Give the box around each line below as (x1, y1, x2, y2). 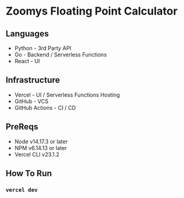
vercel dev (5, 186, 38, 193)
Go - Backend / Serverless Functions (14, 51, 107, 58)
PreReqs (5, 121, 39, 132)
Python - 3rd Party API (14, 44, 72, 52)
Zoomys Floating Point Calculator (5, 4, 178, 18)
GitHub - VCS (14, 97, 49, 104)
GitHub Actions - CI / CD (14, 104, 77, 111)
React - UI (14, 58, 40, 64)
